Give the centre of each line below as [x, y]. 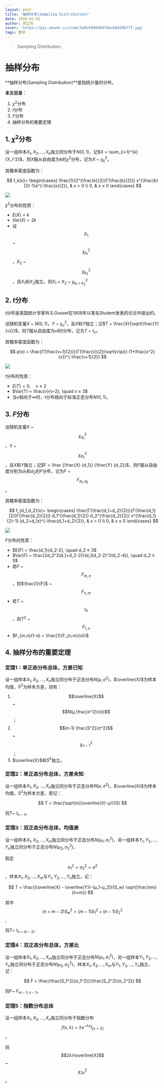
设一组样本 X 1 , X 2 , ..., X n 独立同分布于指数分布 [50, 1018]
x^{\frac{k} [147, 180]
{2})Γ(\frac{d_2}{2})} [30, 515]
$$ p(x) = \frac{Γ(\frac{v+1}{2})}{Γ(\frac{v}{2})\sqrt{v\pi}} [68, 352]
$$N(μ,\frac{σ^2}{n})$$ [86, 712]
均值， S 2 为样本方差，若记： [34, 793]
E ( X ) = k [21, 215]
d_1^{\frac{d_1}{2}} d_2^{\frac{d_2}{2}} [91, 515]
